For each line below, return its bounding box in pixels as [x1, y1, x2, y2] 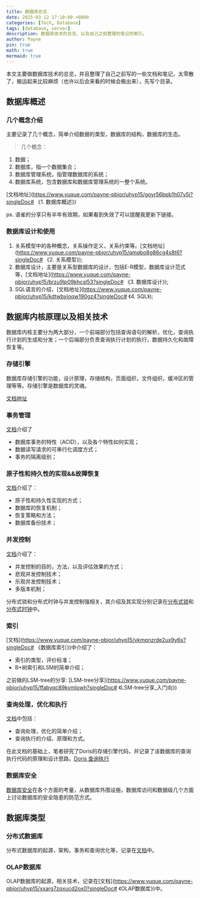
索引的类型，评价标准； [14, 656, 73, 663]
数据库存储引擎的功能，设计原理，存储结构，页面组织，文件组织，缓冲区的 [6, 375, 189, 382]
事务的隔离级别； [14, 453, 57, 460]
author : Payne [6, 36, 42, 42]
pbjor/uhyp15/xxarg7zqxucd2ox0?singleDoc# [6, 885, 118, 892]
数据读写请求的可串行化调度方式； [14, 446, 99, 453]
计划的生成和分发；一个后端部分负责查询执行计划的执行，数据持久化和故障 [11, 336, 194, 343]
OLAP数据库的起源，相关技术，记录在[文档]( [6, 878, 115, 885]
